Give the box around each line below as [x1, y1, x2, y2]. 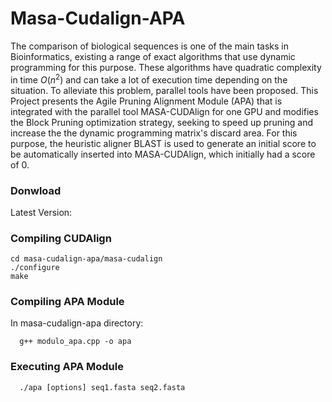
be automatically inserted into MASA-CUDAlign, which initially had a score [10, 148, 316, 160]
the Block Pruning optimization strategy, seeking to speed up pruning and [10, 116, 313, 128]
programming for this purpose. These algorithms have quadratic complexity [10, 61, 322, 73]
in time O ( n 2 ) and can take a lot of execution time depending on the [10, 72, 288, 86]
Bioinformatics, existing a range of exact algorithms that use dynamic [10, 50, 296, 62]
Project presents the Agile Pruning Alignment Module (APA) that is [10, 95, 283, 107]
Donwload [10, 183, 62, 197]
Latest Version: [10, 206, 73, 218]
